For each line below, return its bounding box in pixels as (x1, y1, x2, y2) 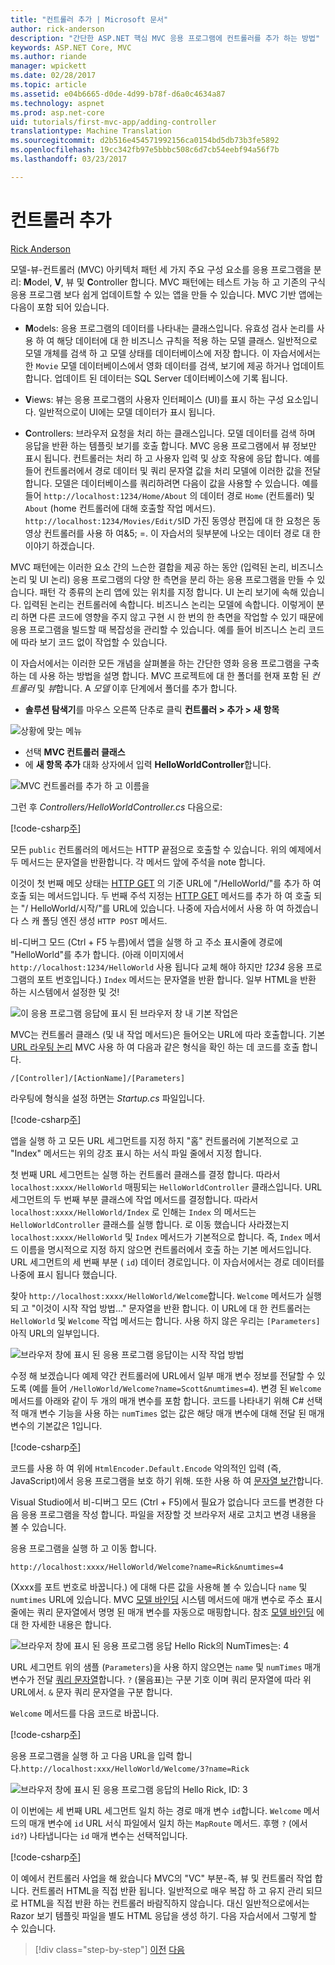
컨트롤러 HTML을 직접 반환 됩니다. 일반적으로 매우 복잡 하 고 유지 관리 (31, 1884, 304, 1896)
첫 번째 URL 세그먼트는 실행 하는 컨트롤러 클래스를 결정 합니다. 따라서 (10, 1168, 281, 1180)
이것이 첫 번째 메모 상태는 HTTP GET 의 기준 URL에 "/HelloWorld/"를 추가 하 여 (10, 877, 322, 889)
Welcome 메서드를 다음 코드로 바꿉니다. (10, 1707, 160, 1719)
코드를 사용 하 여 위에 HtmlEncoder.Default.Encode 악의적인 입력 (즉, (10, 1462, 282, 1474)
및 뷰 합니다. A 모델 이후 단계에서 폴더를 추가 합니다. (36, 682, 238, 694)
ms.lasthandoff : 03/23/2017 (10, 154, 128, 164)
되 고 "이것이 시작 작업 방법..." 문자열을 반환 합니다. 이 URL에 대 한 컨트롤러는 (10, 1302, 312, 1314)
